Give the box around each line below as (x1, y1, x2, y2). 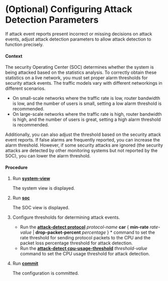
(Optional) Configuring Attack (5, 4, 132, 15)
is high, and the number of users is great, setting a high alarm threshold (12, 116, 161, 122)
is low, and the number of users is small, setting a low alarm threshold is (12, 100, 162, 106)
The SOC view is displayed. (12, 205, 69, 211)
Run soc (12, 195, 30, 201)
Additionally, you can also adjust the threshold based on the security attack (5, 131, 161, 137)
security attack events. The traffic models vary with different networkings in (5, 80, 162, 86)
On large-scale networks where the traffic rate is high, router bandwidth (12, 111, 162, 117)
